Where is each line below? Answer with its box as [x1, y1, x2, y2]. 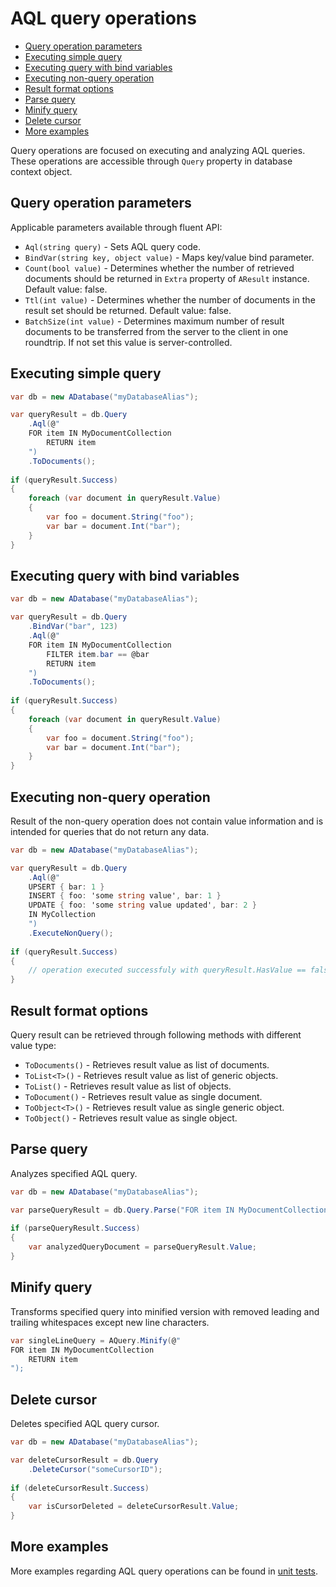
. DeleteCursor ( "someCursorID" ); [28, 1464, 163, 1474]
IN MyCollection [28, 910, 97, 920]
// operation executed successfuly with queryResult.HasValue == [28, 965, 307, 976]
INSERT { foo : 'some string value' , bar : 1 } [28, 891, 222, 901]
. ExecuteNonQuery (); [28, 928, 114, 938]
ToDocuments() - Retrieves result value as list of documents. [24, 1059, 270, 1071]
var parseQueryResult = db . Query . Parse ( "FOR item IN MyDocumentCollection [10, 1205, 329, 1215]
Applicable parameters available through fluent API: [10, 221, 223, 233]
